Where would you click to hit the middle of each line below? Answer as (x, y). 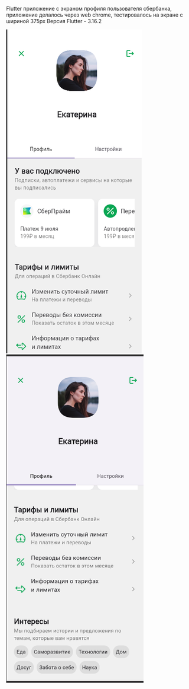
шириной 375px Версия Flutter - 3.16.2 (54, 21)
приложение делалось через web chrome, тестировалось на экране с (94, 15)
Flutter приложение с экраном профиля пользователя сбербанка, (89, 9)
